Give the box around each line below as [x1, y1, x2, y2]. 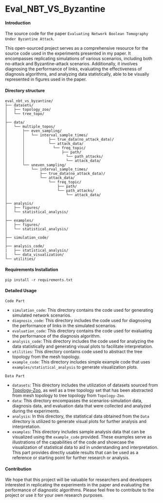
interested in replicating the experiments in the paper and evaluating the [5, 482, 149, 488]
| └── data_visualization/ [5, 252, 64, 257]
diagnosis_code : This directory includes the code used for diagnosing [12, 318, 152, 323]
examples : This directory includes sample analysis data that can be [12, 429, 145, 435]
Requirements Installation [5, 267, 58, 273]
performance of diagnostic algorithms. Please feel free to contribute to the [5, 487, 154, 493]
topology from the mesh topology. [12, 354, 81, 360]
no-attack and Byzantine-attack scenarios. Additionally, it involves [5, 61, 138, 67]
